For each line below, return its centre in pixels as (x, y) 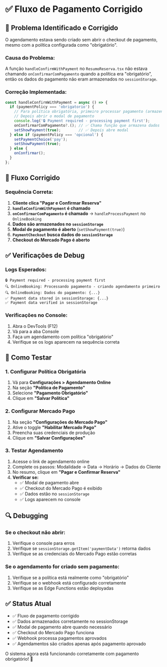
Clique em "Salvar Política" (41, 398)
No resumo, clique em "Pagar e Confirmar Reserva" (66, 472)
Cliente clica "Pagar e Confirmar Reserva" (57, 203)
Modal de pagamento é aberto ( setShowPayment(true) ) (69, 229)
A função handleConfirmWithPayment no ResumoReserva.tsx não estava (76, 69)
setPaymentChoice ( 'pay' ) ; (41, 139)
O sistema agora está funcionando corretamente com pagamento (72, 654)
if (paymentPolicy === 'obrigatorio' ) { (52, 107)
